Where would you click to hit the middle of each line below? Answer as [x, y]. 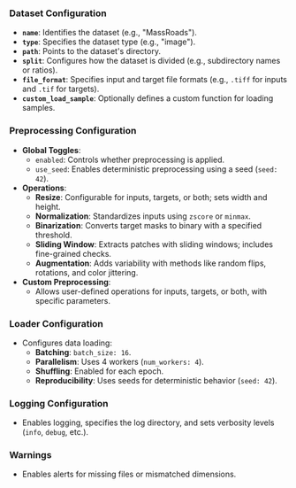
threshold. [53, 235]
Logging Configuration [59, 403]
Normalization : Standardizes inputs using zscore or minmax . [143, 216]
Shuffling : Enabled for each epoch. [99, 371]
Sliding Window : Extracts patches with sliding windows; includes [154, 244]
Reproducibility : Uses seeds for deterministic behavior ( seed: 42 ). [156, 380]
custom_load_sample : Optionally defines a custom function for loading [148, 98]
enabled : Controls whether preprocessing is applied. [130, 159]
